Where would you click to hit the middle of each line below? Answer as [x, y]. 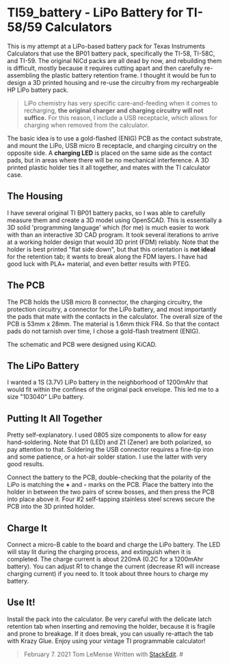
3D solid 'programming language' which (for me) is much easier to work [108, 227]
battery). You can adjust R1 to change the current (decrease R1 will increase [113, 566]
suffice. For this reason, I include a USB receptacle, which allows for [120, 117]
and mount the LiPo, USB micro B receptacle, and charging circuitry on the [112, 145]
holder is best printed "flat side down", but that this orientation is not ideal [111, 249]
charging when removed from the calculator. [86, 125]
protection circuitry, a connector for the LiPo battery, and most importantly [112, 309]
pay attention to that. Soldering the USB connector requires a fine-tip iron [110, 450]
